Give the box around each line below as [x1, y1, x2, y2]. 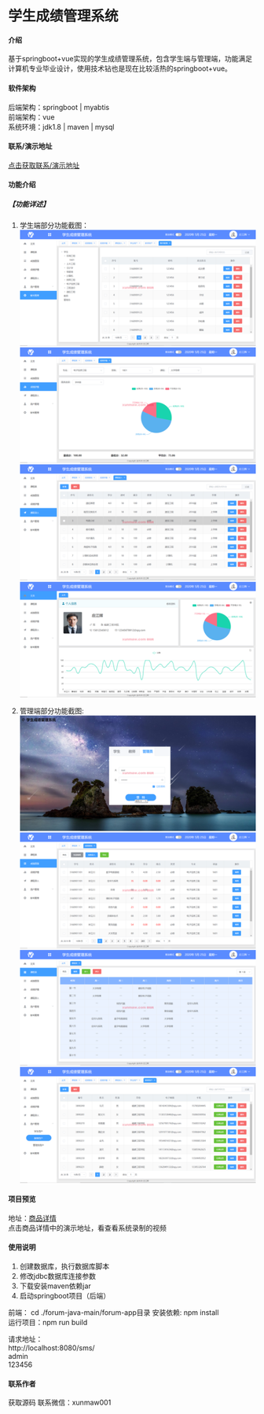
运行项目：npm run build [8, 1318, 88, 1327]
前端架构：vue [8, 112, 55, 122]
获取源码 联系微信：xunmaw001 [8, 1397, 112, 1408]
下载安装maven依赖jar [19, 1281, 92, 1291]
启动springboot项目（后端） [19, 1291, 111, 1301]
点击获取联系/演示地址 [8, 160, 80, 170]
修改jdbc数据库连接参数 [19, 1272, 97, 1281]
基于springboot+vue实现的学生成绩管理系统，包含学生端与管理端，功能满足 [8, 54, 253, 64]
